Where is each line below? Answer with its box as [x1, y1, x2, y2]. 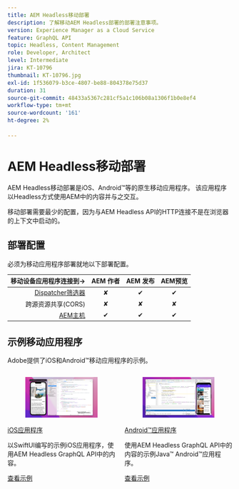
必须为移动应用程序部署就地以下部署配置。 [7, 259, 133, 268]
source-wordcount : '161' [7, 109, 81, 117]
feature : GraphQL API [7, 34, 72, 41]
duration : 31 [7, 86, 46, 94]
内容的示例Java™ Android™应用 [124, 450, 215, 458]
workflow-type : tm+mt [7, 102, 72, 109]
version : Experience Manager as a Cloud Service [7, 26, 155, 34]
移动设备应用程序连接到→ [10, 277, 86, 285]
